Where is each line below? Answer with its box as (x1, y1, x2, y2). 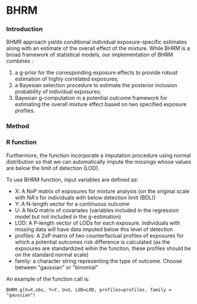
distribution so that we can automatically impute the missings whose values (6, 158, 192, 165)
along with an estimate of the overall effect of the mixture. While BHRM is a (6, 45, 190, 52)
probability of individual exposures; (14, 88, 102, 96)
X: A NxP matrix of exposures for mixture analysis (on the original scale (14, 188, 190, 195)
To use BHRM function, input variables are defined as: (6, 176, 139, 183)
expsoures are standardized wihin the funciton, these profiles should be (14, 244, 192, 251)
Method (6, 122, 30, 130)
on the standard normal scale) (14, 251, 89, 258)
